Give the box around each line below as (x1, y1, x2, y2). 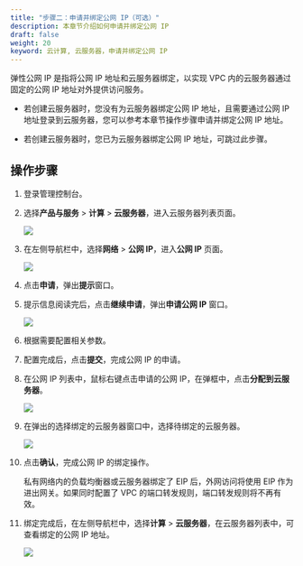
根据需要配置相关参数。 (23, 335, 111, 346)
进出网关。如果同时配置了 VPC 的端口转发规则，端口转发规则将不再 (23, 487, 274, 497)
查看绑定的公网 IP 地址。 (23, 529, 115, 540)
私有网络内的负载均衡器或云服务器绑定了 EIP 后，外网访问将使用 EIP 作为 (23, 476, 294, 487)
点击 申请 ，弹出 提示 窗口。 (23, 279, 119, 290)
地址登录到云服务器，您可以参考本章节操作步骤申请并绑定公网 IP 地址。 (23, 115, 289, 125)
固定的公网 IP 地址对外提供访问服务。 (10, 84, 149, 95)
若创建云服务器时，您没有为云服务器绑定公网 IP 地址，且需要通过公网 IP (23, 103, 290, 114)
